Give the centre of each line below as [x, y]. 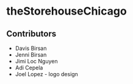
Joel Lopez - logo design [46, 74]
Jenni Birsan [31, 55]
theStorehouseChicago [66, 11]
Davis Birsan [31, 48]
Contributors [31, 34]
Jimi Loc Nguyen [36, 61]
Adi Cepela [29, 68]
